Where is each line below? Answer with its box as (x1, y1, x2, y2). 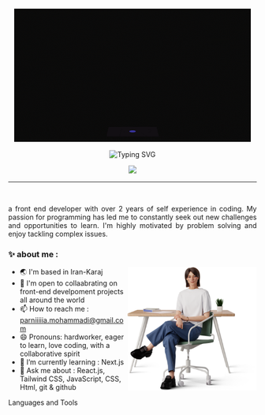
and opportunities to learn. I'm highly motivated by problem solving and (8, 221, 257, 230)
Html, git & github (19, 383, 77, 392)
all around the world (19, 295, 85, 305)
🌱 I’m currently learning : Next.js (19, 357, 125, 367)
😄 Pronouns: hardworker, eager (19, 332, 125, 342)
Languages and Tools (8, 398, 79, 407)
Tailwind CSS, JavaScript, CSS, (19, 374, 121, 383)
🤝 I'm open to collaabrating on (19, 279, 118, 288)
